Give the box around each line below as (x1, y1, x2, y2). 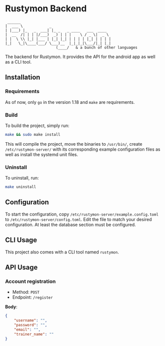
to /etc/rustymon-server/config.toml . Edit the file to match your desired (5, 216, 152, 222)
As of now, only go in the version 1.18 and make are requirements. (5, 99, 135, 105)
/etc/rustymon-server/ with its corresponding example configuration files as (5, 146, 161, 152)
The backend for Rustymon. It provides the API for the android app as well (5, 54, 156, 60)
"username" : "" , (14, 318, 48, 323)
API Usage (5, 263, 38, 271)
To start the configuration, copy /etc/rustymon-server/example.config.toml (5, 211, 159, 217)
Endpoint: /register (12, 294, 53, 300)
